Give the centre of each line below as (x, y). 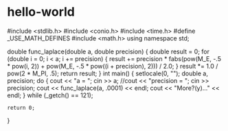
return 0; (21, 108)
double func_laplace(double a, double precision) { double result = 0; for (109, 51)
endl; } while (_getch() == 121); (50, 95)
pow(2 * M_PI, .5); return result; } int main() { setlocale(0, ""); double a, (107, 73)
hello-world (41, 12)
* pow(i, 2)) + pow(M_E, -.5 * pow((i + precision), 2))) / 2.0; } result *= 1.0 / (113, 66)
